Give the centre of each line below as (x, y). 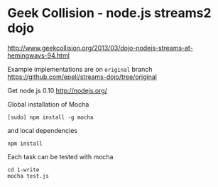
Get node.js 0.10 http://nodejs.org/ (58, 90)
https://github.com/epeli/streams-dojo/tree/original (82, 77)
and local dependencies (43, 130)
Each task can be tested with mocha (60, 156)
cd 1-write (23, 170)
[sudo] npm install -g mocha (50, 117)
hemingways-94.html (38, 55)
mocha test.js (28, 176)
